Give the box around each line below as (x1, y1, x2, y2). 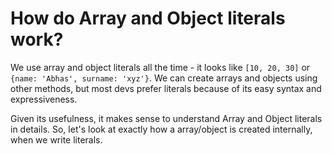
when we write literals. (10, 133, 103, 146)
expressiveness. (10, 93, 78, 105)
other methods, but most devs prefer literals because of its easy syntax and (10, 82, 322, 94)
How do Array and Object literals (10, 7, 286, 30)
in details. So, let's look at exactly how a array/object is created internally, (10, 123, 313, 135)
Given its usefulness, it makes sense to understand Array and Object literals (10, 112, 323, 124)
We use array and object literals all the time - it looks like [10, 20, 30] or (10, 61, 311, 73)
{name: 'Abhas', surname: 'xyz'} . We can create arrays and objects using (10, 72, 318, 84)
